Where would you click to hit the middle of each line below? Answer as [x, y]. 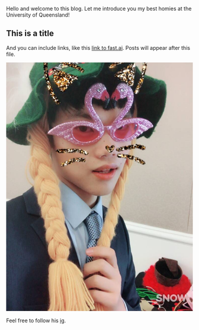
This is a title [30, 34]
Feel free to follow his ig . [36, 321]
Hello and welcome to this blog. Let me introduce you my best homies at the [99, 9]
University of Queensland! [38, 15]
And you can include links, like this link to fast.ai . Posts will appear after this [98, 47]
